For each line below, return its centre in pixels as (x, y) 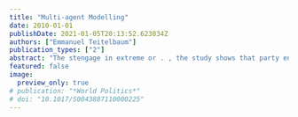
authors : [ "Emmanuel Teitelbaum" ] (73, 42)
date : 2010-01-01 (41, 26)
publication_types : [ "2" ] (57, 50)
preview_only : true (53, 83)
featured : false (39, 67)
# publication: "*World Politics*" (75, 91)
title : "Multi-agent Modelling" (69, 17)
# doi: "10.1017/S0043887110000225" (77, 99)
